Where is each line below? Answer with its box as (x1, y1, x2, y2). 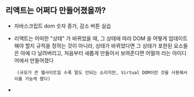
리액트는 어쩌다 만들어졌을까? (5, 5, 106, 16)
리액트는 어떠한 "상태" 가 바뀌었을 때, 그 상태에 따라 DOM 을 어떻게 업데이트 (14, 35, 188, 42)
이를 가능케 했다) (14, 76, 51, 82)
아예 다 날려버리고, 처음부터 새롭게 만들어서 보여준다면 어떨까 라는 (20, 49, 171, 56)
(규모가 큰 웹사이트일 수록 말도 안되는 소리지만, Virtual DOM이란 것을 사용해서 (16, 69, 188, 75)
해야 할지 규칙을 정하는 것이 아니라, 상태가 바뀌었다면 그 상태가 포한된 (14, 42, 173, 49)
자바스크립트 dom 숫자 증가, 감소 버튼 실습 (14, 22, 111, 29)
